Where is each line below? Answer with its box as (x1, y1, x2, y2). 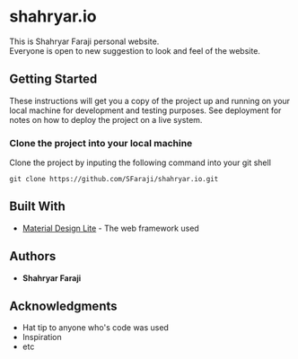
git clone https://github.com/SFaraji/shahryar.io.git (9, 175, 219, 184)
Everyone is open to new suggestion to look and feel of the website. (9, 45, 260, 56)
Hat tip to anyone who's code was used (22, 322, 169, 333)
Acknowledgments (9, 299, 118, 314)
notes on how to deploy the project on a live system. (9, 114, 203, 125)
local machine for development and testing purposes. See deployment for (9, 105, 282, 116)
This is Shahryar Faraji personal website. (9, 36, 160, 47)
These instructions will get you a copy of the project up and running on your (9, 95, 290, 106)
